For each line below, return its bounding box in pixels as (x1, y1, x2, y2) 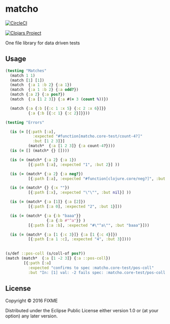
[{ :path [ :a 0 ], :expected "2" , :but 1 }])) (28, 204, 123, 209)
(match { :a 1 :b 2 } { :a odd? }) (10, 87, 79, 92)
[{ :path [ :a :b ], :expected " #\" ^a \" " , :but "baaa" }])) (28, 223, 150, 228)
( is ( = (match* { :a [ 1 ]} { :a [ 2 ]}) (10, 199, 86, 204)
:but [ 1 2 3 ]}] (32, 138, 65, 144)
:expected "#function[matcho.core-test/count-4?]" (32, 134, 143, 139)
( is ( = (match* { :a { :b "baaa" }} (10, 213, 81, 218)
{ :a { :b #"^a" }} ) (46, 218, 86, 223)
